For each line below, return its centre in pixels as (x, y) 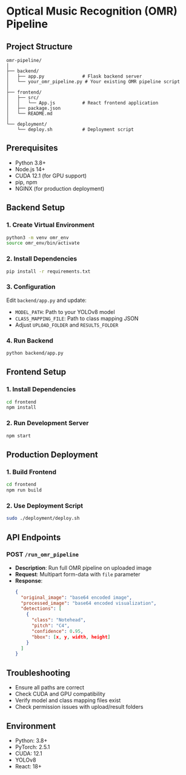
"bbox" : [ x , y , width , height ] (71, 637)
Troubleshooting (38, 673)
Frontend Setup (36, 372)
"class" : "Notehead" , (58, 620)
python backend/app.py (35, 353)
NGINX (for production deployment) (60, 188)
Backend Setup (36, 208)
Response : (29, 581)
